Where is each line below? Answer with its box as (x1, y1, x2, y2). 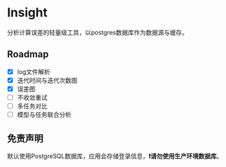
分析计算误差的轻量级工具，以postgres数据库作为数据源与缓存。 (7, 28, 188, 36)
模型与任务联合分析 (16, 111, 72, 119)
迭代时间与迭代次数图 (16, 76, 77, 84)
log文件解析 (16, 67, 51, 76)
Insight (7, 5, 48, 21)
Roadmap (7, 49, 49, 60)
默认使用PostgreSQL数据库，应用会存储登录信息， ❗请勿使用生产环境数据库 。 (7, 152, 223, 160)
